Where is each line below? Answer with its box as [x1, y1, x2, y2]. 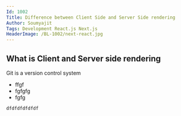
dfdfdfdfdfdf [6, 105, 39, 111]
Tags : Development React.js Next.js [6, 25, 98, 32]
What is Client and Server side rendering [6, 53, 161, 64]
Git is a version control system [6, 69, 81, 76]
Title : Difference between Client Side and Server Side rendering [6, 14, 176, 20]
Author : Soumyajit [6, 20, 52, 26]
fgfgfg [14, 87, 31, 94]
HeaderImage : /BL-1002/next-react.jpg [6, 31, 103, 37]
